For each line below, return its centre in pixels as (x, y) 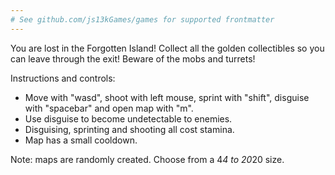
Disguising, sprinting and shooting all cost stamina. (129, 129)
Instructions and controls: (63, 78)
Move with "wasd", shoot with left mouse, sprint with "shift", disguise (167, 97)
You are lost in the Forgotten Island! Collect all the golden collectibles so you (167, 48)
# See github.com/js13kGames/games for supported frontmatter (142, 19)
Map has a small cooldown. (81, 140)
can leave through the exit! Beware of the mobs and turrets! (133, 58)
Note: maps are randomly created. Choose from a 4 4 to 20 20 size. (147, 159)
